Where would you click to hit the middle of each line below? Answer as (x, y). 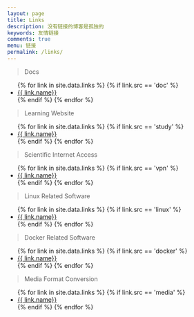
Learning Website (49, 113)
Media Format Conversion (61, 279)
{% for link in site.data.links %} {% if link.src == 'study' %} (100, 126)
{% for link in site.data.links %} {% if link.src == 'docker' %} (102, 251)
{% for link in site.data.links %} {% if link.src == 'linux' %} (99, 209)
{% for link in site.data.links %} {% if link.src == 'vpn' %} (98, 168)
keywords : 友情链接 (33, 33)
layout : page (26, 13)
